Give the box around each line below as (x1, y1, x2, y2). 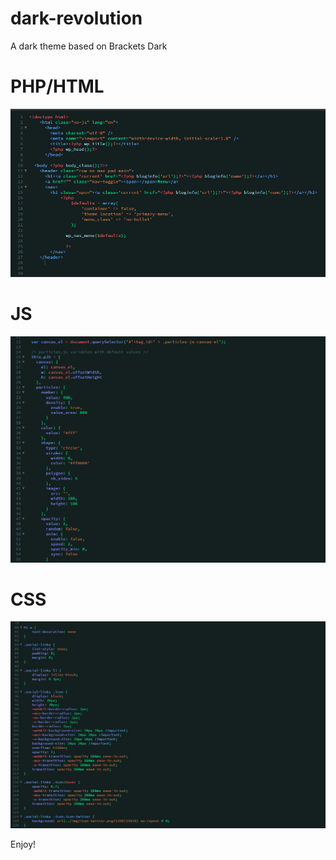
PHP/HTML (10, 75, 105, 98)
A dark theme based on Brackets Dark (10, 40, 168, 52)
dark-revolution (10, 7, 143, 30)
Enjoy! (10, 838, 37, 850)
